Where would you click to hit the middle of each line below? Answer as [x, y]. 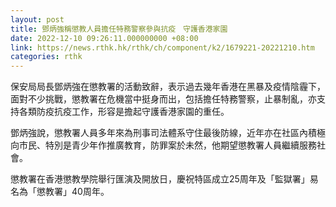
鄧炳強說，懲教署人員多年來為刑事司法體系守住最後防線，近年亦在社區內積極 [168, 133]
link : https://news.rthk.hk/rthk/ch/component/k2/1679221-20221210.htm [162, 47]
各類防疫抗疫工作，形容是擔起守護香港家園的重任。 [124, 112]
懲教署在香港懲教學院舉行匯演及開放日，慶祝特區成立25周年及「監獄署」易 [164, 179]
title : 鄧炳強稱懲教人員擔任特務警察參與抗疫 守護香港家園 [119, 29]
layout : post [37, 19]
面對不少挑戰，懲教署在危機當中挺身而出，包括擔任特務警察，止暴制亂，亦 [163, 99]
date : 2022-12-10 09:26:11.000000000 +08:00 [104, 38]
